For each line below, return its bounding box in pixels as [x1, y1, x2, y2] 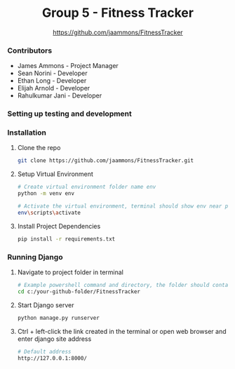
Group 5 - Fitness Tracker [41, 5, 194, 21]
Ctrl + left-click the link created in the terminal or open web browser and [17, 327, 227, 335]
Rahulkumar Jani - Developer [17, 91, 102, 100]
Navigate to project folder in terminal [17, 268, 124, 276]
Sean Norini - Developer [17, 69, 88, 78]
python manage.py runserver [17, 314, 100, 321]
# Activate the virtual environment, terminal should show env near [17, 203, 222, 210]
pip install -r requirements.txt [17, 235, 116, 243]
